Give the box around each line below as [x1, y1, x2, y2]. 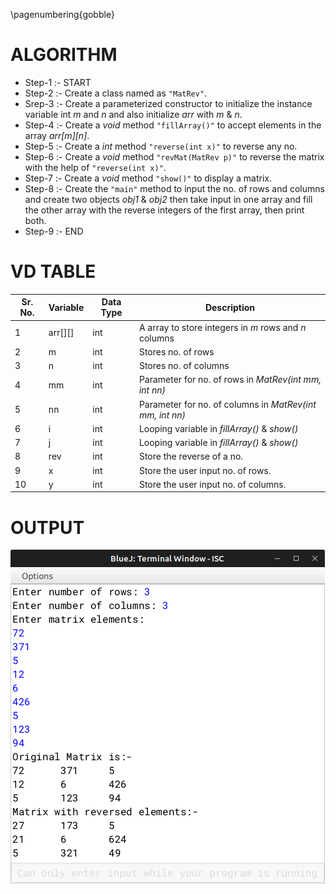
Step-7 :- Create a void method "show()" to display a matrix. [24, 172, 272, 184]
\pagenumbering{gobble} [10, 9, 115, 20]
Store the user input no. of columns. [138, 478, 287, 490]
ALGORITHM [10, 44, 118, 66]
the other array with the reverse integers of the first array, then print [24, 204, 305, 216]
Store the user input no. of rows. [138, 464, 272, 476]
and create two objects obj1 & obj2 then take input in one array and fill [24, 193, 313, 205]
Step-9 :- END [24, 225, 84, 237]
